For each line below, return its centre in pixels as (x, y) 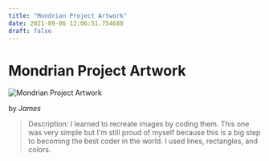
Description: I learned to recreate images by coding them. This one (139, 124)
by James (25, 109)
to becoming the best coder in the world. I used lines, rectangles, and (143, 141)
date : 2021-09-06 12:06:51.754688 (66, 23)
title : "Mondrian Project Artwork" (68, 16)
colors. (39, 150)
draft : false (30, 31)
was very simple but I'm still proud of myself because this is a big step (144, 133)
